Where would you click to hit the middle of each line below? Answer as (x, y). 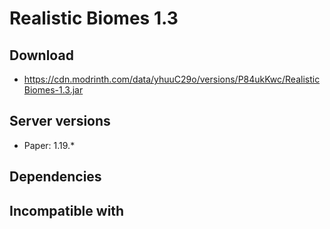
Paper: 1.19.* (49, 145)
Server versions (60, 121)
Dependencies (55, 177)
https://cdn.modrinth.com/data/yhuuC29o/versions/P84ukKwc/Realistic (172, 79)
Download (41, 55)
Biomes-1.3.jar (53, 90)
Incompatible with (67, 210)
